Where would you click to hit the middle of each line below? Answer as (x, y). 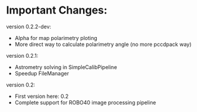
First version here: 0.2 (42, 96)
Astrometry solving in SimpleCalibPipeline (66, 67)
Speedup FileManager (42, 73)
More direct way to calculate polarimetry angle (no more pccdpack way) (103, 44)
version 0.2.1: (22, 55)
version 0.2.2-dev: (29, 27)
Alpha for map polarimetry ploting (56, 38)
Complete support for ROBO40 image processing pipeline (85, 102)
